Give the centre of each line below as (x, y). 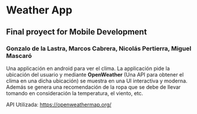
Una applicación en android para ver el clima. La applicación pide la (88, 68)
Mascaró (19, 56)
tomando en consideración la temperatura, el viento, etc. (75, 93)
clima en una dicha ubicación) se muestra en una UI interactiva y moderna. (97, 81)
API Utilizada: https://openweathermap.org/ (59, 104)
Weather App (39, 10)
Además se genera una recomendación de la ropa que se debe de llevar (94, 87)
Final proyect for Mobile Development (76, 32)
